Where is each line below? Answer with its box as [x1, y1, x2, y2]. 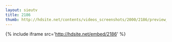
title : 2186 [5, 12, 31, 17]
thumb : [5, 17, 19, 22]
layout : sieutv [5, 7, 38, 13]
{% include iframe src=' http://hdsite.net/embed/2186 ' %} [5, 31, 126, 37]
